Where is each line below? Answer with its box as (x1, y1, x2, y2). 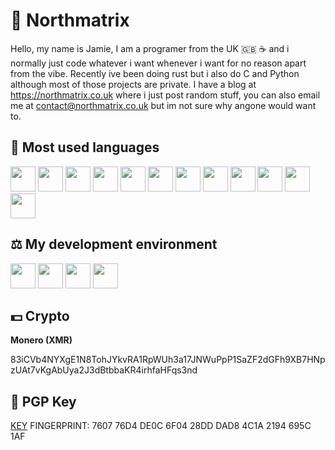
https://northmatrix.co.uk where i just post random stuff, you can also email (10, 89, 321, 101)
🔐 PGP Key (10, 393, 77, 410)
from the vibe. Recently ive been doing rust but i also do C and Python (10, 67, 300, 79)
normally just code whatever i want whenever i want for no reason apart (10, 57, 307, 69)
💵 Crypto (10, 307, 70, 324)
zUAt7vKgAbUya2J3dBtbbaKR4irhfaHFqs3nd (10, 364, 198, 376)
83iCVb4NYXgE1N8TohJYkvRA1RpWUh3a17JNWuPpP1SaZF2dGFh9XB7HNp (10, 354, 326, 366)
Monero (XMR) (10, 334, 73, 346)
